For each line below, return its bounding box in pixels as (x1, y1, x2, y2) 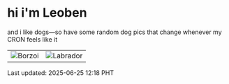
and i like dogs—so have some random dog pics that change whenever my (7, 28, 222, 36)
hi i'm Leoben (7, 5, 87, 21)
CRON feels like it (7, 35, 58, 43)
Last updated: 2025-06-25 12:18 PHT (7, 68, 114, 77)
